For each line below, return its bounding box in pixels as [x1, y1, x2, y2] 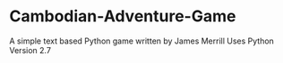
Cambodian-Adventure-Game [9, 6, 236, 27]
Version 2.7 [9, 44, 52, 55]
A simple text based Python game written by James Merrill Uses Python [9, 35, 275, 46]
